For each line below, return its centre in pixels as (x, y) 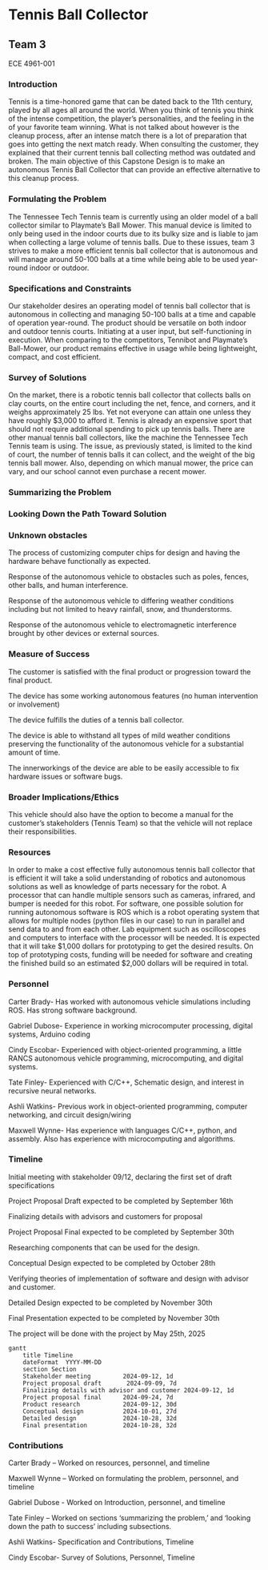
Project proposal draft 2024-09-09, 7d (100, 1383)
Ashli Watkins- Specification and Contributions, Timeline (101, 1542)
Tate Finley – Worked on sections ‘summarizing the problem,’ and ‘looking (130, 1518)
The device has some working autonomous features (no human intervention (133, 695)
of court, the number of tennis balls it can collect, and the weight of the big (132, 455)
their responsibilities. (43, 831)
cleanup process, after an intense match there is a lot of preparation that (128, 136)
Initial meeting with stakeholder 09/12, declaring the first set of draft (120, 1177)
